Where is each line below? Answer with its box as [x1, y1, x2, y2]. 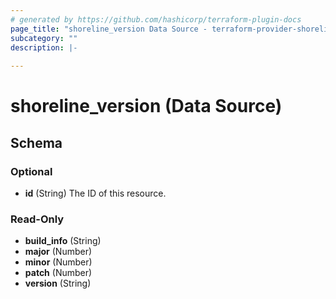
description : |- [10, 42, 78, 53]
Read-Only [10, 212, 65, 226]
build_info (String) [24, 235, 102, 247]
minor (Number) [24, 256, 93, 268]
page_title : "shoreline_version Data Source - [10, 24, 208, 34]
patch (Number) [24, 267, 93, 279]
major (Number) [24, 246, 93, 258]
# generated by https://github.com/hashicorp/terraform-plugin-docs [10, 14, 302, 25]
